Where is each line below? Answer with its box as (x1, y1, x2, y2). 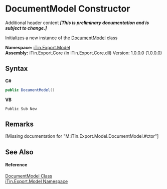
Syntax (5, 64, 28, 73)
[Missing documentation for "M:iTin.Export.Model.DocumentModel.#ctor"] (5, 133, 159, 139)
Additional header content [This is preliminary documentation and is (5, 20, 149, 26)
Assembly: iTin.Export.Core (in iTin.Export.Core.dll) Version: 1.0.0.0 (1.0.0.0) (5, 50, 162, 56)
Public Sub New (5, 106, 37, 111)
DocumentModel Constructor (5, 3, 130, 15)
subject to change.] (5, 25, 47, 31)
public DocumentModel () (5, 87, 55, 92)
